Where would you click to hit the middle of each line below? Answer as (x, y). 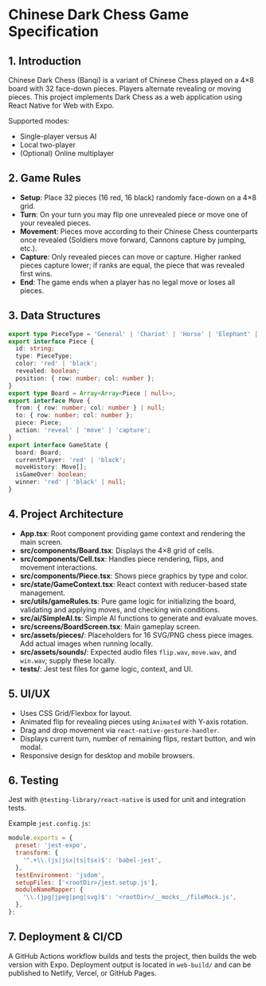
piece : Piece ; (39, 423)
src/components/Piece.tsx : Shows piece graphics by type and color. (134, 576)
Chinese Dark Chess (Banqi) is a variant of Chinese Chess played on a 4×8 (131, 80)
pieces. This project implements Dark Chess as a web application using (125, 97)
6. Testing (33, 780)
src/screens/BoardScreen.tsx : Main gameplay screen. (110, 626)
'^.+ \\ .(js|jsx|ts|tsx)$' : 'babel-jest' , (92, 860)
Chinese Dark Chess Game (99, 15)
